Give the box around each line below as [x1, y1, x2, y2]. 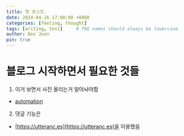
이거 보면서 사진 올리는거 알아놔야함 [14, 85, 99, 93]
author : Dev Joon [6, 31, 50, 37]
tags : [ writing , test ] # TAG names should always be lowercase [6, 25, 179, 32]
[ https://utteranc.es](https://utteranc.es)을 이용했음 [14, 123, 140, 130]
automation [14, 97, 43, 105]
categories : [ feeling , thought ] [6, 20, 87, 26]
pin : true [6, 37, 31, 43]
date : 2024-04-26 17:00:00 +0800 [6, 14, 90, 20]
